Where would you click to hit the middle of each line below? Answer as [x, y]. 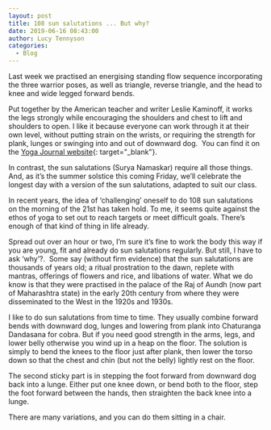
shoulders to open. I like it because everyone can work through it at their [129, 126]
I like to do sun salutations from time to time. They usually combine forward [133, 317]
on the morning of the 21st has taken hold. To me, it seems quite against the [134, 209]
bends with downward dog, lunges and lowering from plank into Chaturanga [135, 326]
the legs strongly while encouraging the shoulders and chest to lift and [126, 117]
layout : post [30, 16]
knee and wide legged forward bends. [72, 93]
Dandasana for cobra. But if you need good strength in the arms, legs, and [132, 334]
